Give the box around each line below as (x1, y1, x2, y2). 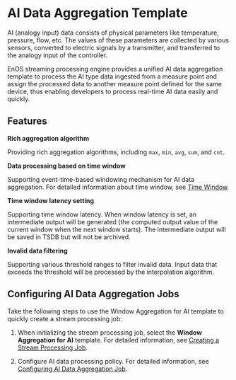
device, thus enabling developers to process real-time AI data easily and (7, 87, 218, 96)
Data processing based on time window (7, 161, 126, 170)
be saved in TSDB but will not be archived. (7, 232, 131, 241)
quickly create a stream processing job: (7, 314, 122, 323)
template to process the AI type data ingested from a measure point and (7, 72, 218, 81)
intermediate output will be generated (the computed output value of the (7, 217, 218, 226)
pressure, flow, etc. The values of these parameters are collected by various (7, 35, 230, 44)
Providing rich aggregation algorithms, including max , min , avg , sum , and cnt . (7, 147, 225, 156)
